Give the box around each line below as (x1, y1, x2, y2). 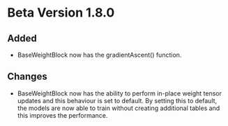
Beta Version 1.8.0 (7, 5, 115, 21)
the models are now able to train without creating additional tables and (17, 104, 220, 112)
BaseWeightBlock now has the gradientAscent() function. (17, 51, 182, 59)
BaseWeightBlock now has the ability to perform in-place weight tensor (17, 89, 222, 98)
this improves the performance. (17, 111, 108, 119)
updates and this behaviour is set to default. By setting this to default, (17, 96, 218, 105)
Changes (7, 71, 47, 82)
